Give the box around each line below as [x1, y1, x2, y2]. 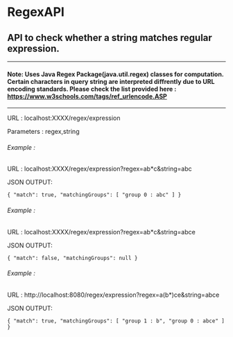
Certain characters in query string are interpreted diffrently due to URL [7, 77, 215, 85]
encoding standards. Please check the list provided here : [7, 85, 177, 93]
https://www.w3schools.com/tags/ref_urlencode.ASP [7, 92, 168, 101]
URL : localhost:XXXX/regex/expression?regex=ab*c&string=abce [7, 227, 196, 236]
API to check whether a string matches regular [7, 32, 213, 44]
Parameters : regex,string [7, 128, 80, 136]
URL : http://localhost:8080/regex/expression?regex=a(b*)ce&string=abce [7, 291, 220, 299]
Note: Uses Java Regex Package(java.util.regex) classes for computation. [7, 70, 224, 78]
